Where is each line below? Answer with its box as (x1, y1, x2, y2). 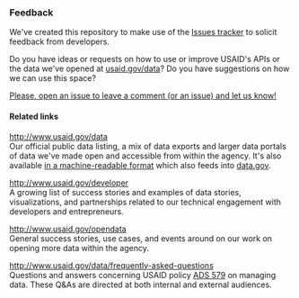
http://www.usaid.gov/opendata (9, 223, 128, 234)
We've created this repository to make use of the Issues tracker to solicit (9, 27, 277, 38)
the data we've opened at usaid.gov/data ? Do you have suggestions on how (9, 63, 290, 74)
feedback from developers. (9, 36, 110, 47)
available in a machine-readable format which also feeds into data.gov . (9, 159, 271, 170)
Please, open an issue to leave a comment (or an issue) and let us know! (9, 90, 277, 101)
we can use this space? (9, 73, 97, 84)
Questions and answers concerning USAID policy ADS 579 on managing (9, 269, 277, 280)
